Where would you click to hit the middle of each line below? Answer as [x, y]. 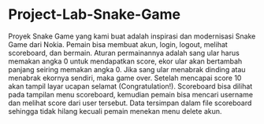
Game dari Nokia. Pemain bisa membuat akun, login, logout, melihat [118, 44]
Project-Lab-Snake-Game [95, 15]
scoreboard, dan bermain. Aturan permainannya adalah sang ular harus [124, 53]
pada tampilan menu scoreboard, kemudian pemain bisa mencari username [131, 94]
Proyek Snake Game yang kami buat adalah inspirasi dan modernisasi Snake [132, 36]
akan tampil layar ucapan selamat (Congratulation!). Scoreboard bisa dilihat [130, 86]
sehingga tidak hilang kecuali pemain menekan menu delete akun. [115, 111]
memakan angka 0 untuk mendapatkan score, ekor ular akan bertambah [125, 61]
